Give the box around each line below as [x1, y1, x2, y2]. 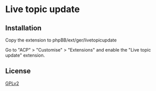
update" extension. [5, 52, 45, 58]
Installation [5, 24, 42, 32]
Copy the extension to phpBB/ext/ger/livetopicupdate [5, 37, 117, 43]
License [5, 67, 31, 75]
